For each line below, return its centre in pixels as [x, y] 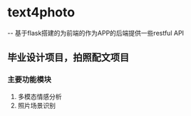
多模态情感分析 [40, 96]
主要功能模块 [30, 80]
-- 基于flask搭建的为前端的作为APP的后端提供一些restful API [95, 33]
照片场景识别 [36, 105]
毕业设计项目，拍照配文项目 [68, 58]
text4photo [41, 12]
